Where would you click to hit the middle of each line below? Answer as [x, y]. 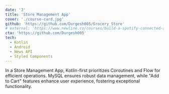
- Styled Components [31, 56]
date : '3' [16, 10]
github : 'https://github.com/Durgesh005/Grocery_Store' [65, 24]
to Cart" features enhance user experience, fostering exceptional [72, 81]
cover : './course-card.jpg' [35, 19]
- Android [20, 47]
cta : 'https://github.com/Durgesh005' [46, 33]
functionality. [19, 86]
